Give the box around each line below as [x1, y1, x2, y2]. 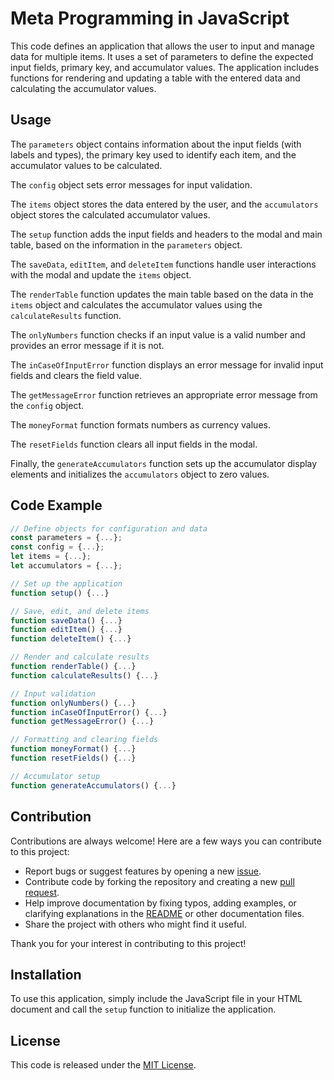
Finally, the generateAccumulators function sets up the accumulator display [10, 457, 318, 469]
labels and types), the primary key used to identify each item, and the [10, 148, 297, 161]
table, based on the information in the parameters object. [10, 238, 243, 251]
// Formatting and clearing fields [10, 735, 159, 745]
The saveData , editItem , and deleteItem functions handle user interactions [10, 258, 317, 270]
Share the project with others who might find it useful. [24, 918, 247, 930]
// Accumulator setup [10, 771, 101, 781]
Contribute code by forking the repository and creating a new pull [24, 875, 295, 887]
